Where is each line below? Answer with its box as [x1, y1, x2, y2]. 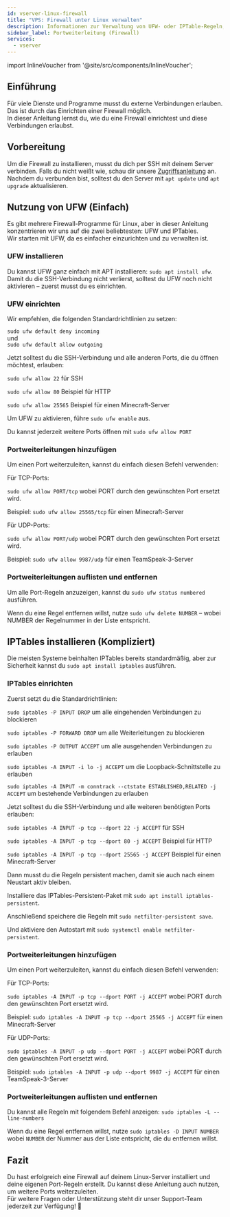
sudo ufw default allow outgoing [7, 342, 103, 349]
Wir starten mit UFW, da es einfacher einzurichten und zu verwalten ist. [7, 234, 209, 243]
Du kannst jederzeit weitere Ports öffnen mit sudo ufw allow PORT [7, 428, 192, 436]
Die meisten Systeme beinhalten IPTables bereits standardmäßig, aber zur [7, 654, 216, 662]
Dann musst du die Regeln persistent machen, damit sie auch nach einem [7, 870, 215, 879]
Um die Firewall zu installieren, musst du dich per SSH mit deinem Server [7, 159, 214, 167]
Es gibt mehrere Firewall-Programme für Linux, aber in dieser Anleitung [7, 220, 209, 228]
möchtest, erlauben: [7, 361, 64, 369]
